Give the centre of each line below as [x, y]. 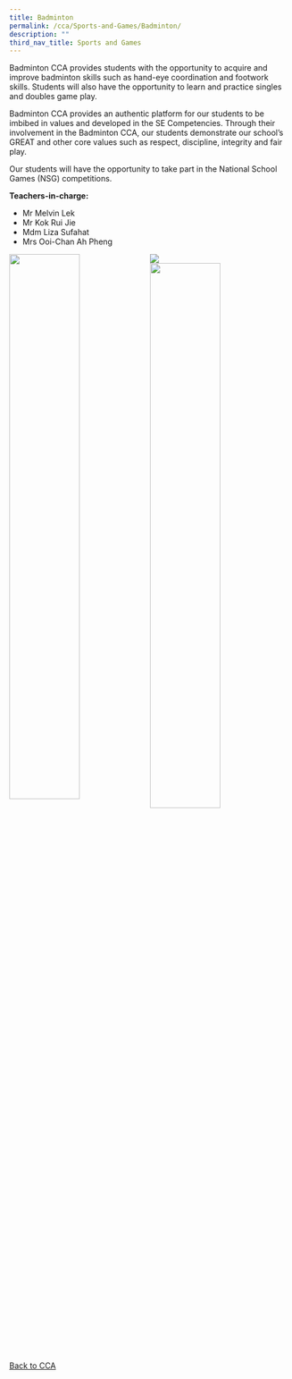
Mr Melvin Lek [49, 213]
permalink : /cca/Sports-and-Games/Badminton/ [95, 26]
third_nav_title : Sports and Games [75, 42]
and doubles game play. [54, 97]
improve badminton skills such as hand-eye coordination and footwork [139, 78]
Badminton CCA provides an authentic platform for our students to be [137, 114]
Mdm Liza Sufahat [55, 233]
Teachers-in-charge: [49, 196]
